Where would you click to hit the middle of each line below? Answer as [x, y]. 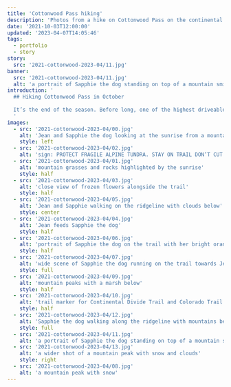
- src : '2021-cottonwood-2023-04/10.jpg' [74, 296]
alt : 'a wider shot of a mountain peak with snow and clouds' [110, 354]
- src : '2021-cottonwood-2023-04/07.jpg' [74, 257]
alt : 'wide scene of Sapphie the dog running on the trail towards [118, 264]
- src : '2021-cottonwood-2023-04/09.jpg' [74, 277]
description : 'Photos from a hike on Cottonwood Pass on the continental [115, 20]
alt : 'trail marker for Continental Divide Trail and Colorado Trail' [123, 302]
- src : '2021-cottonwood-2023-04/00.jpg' [74, 129]
